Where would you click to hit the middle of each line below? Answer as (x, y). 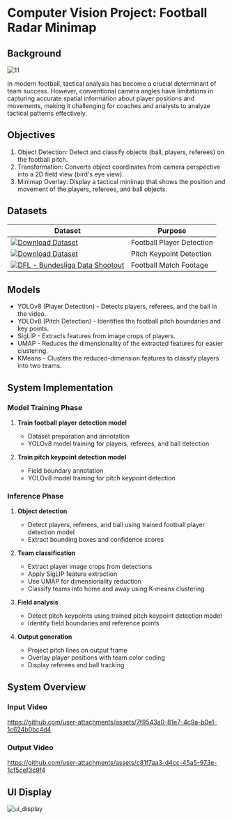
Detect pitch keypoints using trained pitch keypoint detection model (125, 616)
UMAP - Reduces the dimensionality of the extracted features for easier (120, 344)
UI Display (30, 792)
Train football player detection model (72, 423)
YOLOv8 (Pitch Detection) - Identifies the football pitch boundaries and (119, 321)
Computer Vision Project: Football (107, 13)
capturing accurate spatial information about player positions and (101, 98)
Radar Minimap (52, 28)
